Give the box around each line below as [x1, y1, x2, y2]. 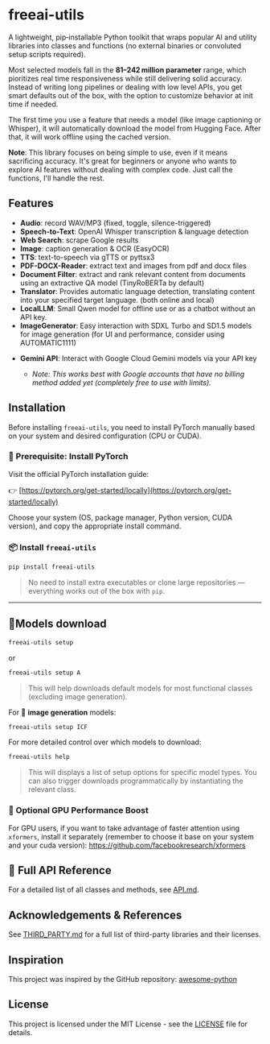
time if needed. [8, 99, 59, 109]
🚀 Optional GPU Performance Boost [8, 805, 149, 816]
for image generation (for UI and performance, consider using [19, 329, 225, 339]
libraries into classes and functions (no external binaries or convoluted [8, 40, 242, 50]
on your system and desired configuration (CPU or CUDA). [8, 431, 202, 441]
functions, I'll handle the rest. [8, 173, 105, 183]
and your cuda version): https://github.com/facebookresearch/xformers [8, 840, 247, 850]
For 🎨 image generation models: [8, 707, 117, 717]
